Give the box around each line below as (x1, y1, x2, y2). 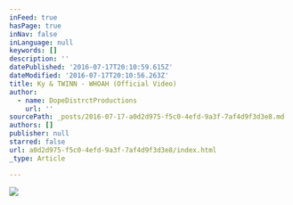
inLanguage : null (9, 37, 74, 47)
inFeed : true (9, 12, 58, 22)
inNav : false (9, 29, 58, 38)
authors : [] (9, 121, 53, 130)
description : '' (9, 54, 69, 63)
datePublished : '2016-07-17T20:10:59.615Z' (9, 63, 174, 72)
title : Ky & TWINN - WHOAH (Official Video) (9, 79, 177, 88)
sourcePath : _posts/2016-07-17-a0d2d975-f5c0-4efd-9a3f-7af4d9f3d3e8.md (9, 112, 285, 121)
